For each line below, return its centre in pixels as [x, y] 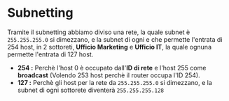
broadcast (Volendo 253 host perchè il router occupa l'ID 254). [109, 75]
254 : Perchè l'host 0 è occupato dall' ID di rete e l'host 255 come [112, 68]
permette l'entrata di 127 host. [50, 54]
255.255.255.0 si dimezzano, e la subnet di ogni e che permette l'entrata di [115, 39]
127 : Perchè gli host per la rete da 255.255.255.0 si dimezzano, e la [114, 82]
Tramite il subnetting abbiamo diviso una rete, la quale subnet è [99, 32]
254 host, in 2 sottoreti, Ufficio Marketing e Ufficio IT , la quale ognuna [110, 47]
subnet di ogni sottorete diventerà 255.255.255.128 [91, 90]
